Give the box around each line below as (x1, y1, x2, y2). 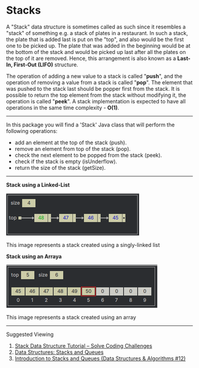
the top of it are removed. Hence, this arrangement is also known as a (6, 55, 176, 62)
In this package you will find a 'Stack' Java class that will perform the (6, 121, 175, 128)
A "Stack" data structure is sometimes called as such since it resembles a (6, 23, 186, 30)
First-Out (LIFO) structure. (14, 61, 79, 68)
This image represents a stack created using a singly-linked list (6, 241, 160, 248)
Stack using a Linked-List (6, 181, 70, 188)
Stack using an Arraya (6, 253, 62, 260)
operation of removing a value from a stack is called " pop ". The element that (6, 78, 193, 86)
